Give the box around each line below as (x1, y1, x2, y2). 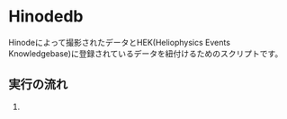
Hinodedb (8, 6, 84, 27)
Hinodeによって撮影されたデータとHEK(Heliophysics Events (8, 37, 231, 47)
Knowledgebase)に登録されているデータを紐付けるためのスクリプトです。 (8, 47, 283, 59)
